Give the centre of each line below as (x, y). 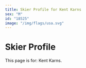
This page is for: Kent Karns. (34, 61)
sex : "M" (14, 14)
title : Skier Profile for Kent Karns (43, 9)
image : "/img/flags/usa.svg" (34, 23)
